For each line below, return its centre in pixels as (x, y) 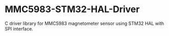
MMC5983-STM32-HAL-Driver (72, 9)
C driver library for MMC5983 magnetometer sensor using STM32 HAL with (84, 23)
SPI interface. (19, 28)
